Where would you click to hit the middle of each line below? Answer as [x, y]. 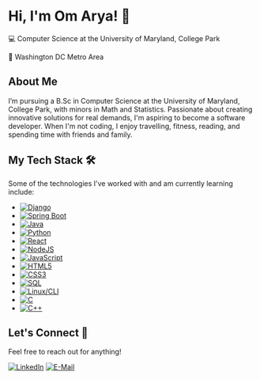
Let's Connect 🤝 [48, 333]
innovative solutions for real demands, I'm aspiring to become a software [127, 117]
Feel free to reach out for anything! [65, 352]
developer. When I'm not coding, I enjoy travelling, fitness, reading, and [124, 126]
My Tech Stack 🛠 [52, 160]
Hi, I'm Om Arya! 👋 [69, 16]
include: [21, 191]
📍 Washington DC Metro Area [56, 57]
